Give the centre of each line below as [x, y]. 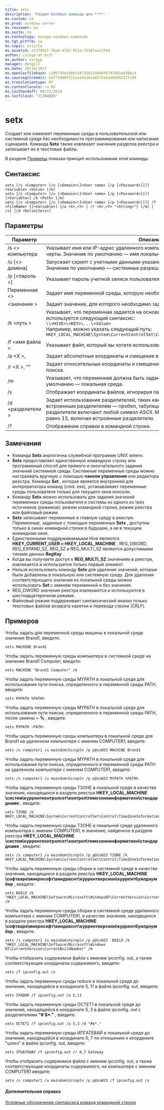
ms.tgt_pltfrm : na [24, 42]
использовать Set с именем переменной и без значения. [72, 585]
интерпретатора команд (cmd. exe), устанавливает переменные [79, 486]
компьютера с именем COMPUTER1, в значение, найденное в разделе [79, 831]
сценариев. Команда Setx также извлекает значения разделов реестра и [82, 144]
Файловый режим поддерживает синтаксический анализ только [80, 600]
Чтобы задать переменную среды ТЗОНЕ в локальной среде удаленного [82, 826]
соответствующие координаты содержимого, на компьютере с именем [80, 1067]
